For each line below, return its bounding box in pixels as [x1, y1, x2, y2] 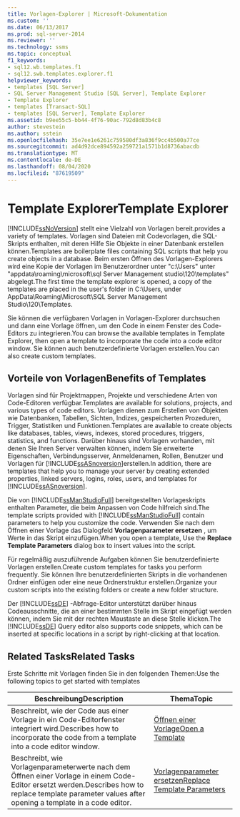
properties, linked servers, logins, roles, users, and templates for [7, 475, 198, 483]
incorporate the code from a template [11, 733, 137, 743]
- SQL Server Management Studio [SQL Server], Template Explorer [7, 90, 206, 97]
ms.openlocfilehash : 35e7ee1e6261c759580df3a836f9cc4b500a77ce [7, 136, 200, 143]
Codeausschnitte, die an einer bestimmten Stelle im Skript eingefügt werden [7, 607, 232, 616]
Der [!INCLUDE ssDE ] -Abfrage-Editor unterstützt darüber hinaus [7, 599, 197, 608]
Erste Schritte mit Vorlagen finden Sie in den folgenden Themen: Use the [7, 669, 220, 678]
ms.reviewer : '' [7, 37, 56, 44]
